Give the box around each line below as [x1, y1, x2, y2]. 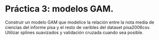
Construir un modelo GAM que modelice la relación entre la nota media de [5, 19, 155, 25]
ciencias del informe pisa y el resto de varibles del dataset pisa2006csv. [5, 24, 151, 30]
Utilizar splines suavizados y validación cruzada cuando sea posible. [5, 29, 143, 35]
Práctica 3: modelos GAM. [5, 3, 114, 14]
